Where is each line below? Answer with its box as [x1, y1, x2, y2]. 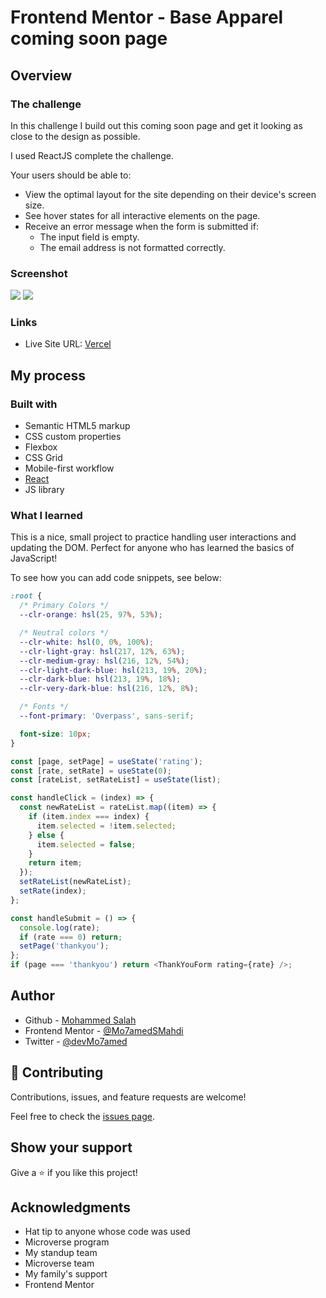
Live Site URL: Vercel [24, 338, 112, 350]
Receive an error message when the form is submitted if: [24, 220, 259, 232]
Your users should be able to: [10, 169, 132, 181]
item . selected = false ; [36, 839, 137, 850]
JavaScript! [10, 552, 58, 565]
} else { [28, 830, 65, 840]
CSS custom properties [24, 431, 122, 443]
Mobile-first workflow [24, 462, 115, 475]
